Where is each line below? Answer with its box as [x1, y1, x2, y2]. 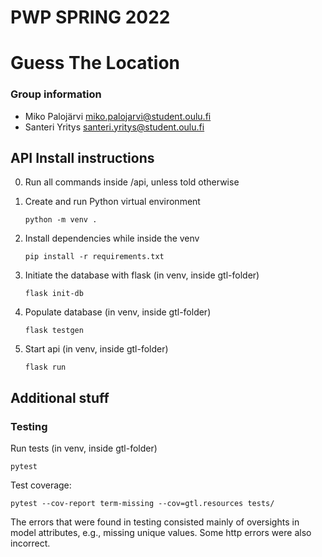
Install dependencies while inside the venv [24, 232, 200, 245]
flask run [24, 362, 67, 373]
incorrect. [10, 537, 51, 550]
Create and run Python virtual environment [24, 196, 201, 208]
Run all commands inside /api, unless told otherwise [24, 176, 240, 188]
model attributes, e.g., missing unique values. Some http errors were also [10, 527, 312, 539]
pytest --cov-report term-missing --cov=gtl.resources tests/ [10, 499, 275, 509]
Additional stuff [10, 389, 110, 406]
